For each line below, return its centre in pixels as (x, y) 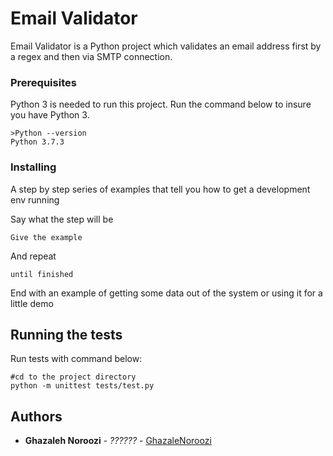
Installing (33, 167)
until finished (42, 274)
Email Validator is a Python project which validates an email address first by (166, 46)
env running (35, 199)
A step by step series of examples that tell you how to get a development (160, 189)
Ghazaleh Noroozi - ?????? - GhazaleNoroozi (118, 441)
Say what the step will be (62, 219)
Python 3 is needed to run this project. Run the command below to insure (161, 104)
